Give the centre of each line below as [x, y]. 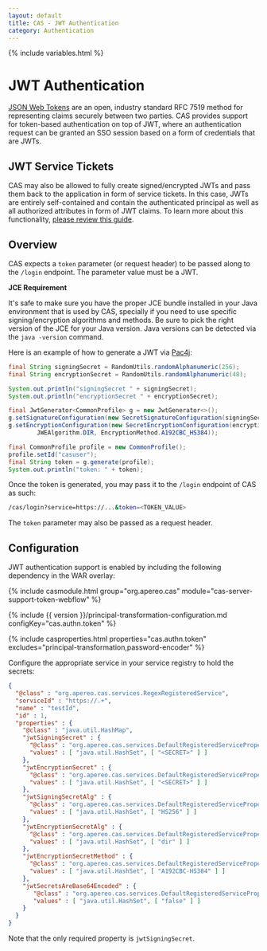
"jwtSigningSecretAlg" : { [67, 797]
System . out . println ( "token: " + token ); [76, 470]
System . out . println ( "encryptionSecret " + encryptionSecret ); [113, 396]
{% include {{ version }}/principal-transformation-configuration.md [118, 615]
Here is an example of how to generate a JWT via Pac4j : [101, 352]
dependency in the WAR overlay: [62, 576]
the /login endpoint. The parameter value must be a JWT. [103, 272]
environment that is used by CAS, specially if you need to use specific [122, 311]
